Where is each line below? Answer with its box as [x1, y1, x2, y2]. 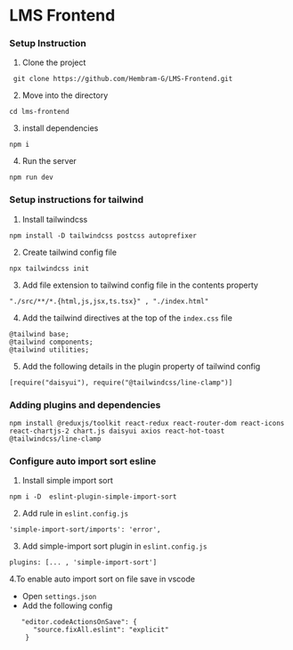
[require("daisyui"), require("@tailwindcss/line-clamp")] [9, 378, 233, 387]
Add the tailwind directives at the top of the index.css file [21, 313, 233, 323]
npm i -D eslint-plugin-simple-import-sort [9, 492, 177, 501]
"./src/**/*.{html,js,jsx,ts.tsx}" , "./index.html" [9, 297, 209, 305]
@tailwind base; [9, 329, 69, 338]
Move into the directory [21, 90, 109, 101]
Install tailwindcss [21, 214, 88, 224]
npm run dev [9, 173, 53, 183]
